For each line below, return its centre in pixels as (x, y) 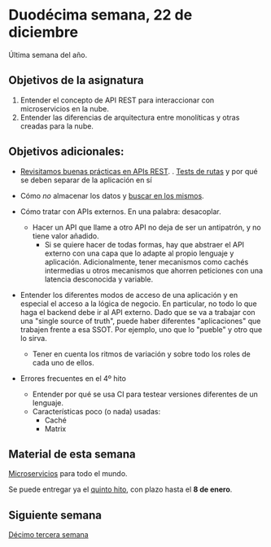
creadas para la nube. (57, 126)
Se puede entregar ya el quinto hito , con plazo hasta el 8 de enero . (120, 489)
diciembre (44, 32)
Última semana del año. (48, 55)
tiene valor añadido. (66, 236)
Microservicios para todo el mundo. (68, 474)
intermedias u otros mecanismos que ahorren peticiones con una (153, 270)
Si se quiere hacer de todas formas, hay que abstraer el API (144, 244)
